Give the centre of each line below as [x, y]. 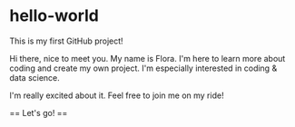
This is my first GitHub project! [67, 41]
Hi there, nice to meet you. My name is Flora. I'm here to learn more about [147, 58]
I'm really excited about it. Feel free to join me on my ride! [117, 95]
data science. [35, 77]
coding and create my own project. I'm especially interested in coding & [143, 68]
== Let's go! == [39, 112]
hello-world [54, 16]
